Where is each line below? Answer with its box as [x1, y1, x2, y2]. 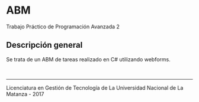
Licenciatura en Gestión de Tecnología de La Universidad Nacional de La [6, 84, 184, 91]
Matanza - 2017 [6, 90, 44, 97]
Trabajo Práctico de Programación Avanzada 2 [6, 23, 120, 30]
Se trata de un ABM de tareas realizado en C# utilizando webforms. [6, 55, 171, 62]
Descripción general [6, 40, 83, 50]
